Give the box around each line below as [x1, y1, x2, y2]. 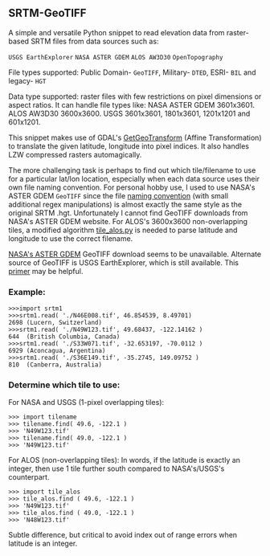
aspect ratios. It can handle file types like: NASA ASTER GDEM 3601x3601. [8, 100, 256, 109]
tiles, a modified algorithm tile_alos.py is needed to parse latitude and [8, 225, 238, 235]
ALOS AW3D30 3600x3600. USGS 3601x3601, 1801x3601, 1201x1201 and [8, 108, 251, 118]
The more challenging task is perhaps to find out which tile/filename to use [8, 165, 256, 175]
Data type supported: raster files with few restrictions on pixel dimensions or [8, 92, 262, 101]
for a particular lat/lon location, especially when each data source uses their [8, 174, 260, 183]
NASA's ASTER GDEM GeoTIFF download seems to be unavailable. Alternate [8, 249, 262, 259]
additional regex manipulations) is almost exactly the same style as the [8, 199, 243, 209]
